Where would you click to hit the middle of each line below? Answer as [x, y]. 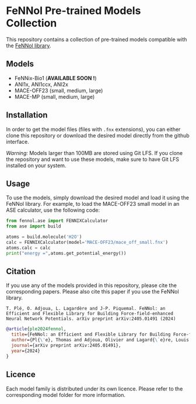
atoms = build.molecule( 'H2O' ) [44, 237]
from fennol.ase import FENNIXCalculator [57, 221]
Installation [27, 115]
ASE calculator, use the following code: [53, 210]
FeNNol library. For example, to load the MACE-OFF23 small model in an [93, 204]
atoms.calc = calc [28, 248]
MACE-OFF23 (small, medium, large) [59, 90]
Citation [21, 272]
